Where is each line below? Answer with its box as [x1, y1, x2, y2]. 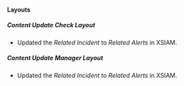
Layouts [7, 5, 31, 14]
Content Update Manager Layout [7, 54, 104, 62]
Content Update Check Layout [7, 21, 96, 29]
